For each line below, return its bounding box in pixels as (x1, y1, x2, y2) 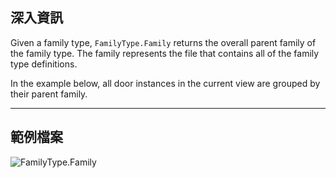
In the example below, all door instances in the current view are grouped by (10, 77, 321, 89)
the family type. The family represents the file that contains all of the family (10, 47, 320, 59)
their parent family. (10, 88, 88, 100)
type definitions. (10, 58, 78, 70)
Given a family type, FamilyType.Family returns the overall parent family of (10, 36, 317, 48)
